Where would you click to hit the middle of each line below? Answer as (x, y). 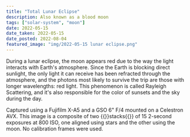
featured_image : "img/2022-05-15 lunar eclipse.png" (72, 45)
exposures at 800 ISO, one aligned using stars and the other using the (91, 122)
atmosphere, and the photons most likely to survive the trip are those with (95, 79)
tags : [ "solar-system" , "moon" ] (45, 22)
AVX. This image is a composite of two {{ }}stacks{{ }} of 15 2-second (89, 116)
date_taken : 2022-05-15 (35, 34)
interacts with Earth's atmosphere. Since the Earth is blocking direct (88, 67)
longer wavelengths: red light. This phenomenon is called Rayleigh (86, 86)
